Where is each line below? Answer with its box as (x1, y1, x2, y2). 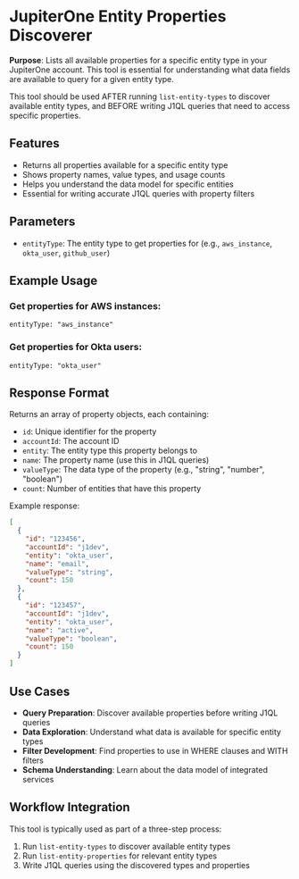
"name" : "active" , (25, 625, 94, 635)
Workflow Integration (9, 799, 131, 815)
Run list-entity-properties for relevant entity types (21, 850, 217, 861)
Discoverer (9, 25, 93, 46)
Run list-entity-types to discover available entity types (21, 841, 231, 851)
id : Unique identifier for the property (21, 426, 157, 437)
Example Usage (9, 272, 98, 288)
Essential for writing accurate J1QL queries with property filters (21, 188, 255, 198)
